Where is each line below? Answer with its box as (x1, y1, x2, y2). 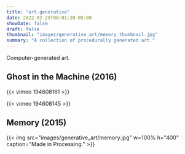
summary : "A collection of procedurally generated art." (6, 37, 155, 43)
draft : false (6, 26, 40, 32)
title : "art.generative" (6, 9, 70, 15)
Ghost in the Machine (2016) (6, 71, 117, 82)
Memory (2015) (6, 117, 66, 128)
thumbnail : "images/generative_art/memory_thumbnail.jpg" (6, 32, 158, 38)
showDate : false (6, 20, 48, 26)
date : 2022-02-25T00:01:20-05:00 (6, 15, 92, 21)
